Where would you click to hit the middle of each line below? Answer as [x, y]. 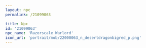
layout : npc [18, 10]
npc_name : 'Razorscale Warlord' [39, 33]
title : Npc [17, 24]
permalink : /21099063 [28, 15]
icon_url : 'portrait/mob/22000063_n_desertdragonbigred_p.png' [74, 38]
